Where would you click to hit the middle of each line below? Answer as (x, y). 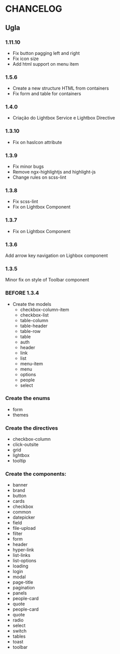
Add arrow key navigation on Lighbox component (56, 255)
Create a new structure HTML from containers (61, 88)
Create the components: (36, 474)
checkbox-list (34, 315)
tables (19, 636)
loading (21, 566)
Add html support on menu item (46, 64)
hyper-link (23, 550)
